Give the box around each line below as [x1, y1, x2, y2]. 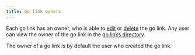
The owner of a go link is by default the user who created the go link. [6, 42, 172, 49]
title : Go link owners [6, 8, 61, 15]
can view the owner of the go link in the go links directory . [6, 30, 146, 38]
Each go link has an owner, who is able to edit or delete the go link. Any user [6, 25, 190, 32]
